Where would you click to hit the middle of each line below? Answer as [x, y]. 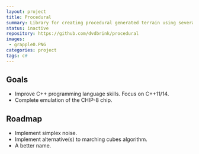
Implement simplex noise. [46, 133]
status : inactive [28, 28]
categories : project [32, 50]
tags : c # [17, 56]
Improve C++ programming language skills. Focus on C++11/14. [92, 94]
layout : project [26, 12]
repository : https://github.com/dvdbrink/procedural [73, 34]
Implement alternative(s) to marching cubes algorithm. [81, 139]
